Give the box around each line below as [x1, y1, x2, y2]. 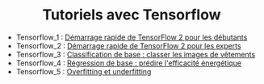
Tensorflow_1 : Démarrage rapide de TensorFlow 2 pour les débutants [15, 32, 248, 42]
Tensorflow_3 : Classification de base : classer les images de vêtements [15, 49, 256, 59]
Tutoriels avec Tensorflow [42, 6, 221, 24]
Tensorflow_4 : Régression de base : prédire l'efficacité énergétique [15, 58, 242, 68]
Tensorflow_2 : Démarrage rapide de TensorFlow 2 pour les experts [15, 40, 241, 50]
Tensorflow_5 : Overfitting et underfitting [15, 66, 152, 76]
